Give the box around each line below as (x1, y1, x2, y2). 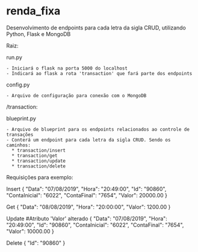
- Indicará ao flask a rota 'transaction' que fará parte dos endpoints (6, 70, 193, 76)
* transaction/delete (11, 163, 66, 169)
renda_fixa (6, 4, 61, 18)
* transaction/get (11, 152, 58, 158)
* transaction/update (11, 158, 66, 164)
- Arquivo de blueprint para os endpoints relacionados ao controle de (6, 126, 190, 133)
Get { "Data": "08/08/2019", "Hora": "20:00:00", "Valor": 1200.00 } (6, 203, 171, 211)
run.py (6, 53, 23, 61)
